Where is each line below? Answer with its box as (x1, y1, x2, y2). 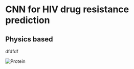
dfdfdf (5, 49, 19, 54)
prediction (5, 14, 50, 26)
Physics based (5, 35, 53, 43)
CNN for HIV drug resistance (5, 4, 129, 15)
